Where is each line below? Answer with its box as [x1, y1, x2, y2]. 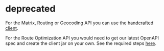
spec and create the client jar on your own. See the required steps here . [5, 40, 157, 46]
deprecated [5, 3, 56, 15]
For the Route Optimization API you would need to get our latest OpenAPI [5, 35, 159, 41]
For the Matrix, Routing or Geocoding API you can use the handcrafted [5, 20, 154, 26]
